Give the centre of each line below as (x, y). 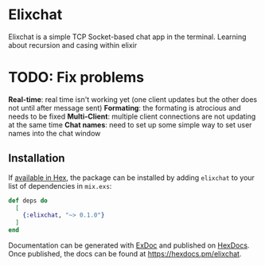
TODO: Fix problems (76, 78)
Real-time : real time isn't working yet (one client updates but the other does (132, 99)
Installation (37, 158)
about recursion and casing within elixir (73, 45)
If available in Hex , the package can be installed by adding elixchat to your (131, 178)
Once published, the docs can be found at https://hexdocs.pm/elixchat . (125, 254)
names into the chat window (55, 133)
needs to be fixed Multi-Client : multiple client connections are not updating (132, 116)
